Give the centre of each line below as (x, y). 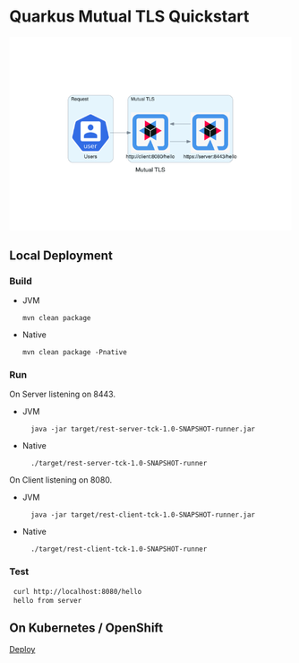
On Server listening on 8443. (63, 394)
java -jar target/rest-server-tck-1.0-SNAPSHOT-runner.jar (143, 429)
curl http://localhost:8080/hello (77, 591)
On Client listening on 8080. (61, 480)
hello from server (47, 600)
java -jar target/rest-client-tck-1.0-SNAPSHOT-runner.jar (143, 515)
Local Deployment (61, 255)
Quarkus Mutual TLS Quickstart (129, 17)
